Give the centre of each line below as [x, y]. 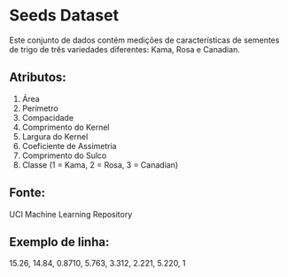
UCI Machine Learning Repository [71, 214]
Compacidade [47, 117]
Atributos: [38, 78]
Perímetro [40, 108]
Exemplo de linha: [59, 242]
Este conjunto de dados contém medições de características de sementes [144, 40]
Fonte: [27, 193]
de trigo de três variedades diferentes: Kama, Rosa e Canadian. [125, 49]
